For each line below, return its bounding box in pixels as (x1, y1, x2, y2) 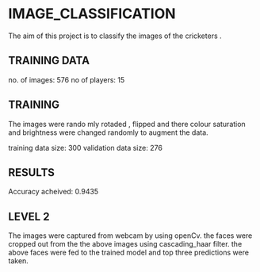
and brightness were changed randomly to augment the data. (8, 128, 208, 137)
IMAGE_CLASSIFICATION (8, 5, 176, 23)
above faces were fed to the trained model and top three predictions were (8, 247, 250, 258)
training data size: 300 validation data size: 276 (8, 143, 162, 152)
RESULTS (8, 166, 55, 179)
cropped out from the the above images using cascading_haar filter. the (8, 239, 243, 249)
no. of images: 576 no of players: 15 (8, 75, 125, 84)
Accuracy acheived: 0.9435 (8, 187, 99, 197)
